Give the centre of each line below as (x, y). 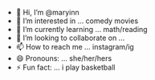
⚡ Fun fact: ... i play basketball (65, 67)
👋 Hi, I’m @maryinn (47, 12)
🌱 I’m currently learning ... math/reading (82, 29)
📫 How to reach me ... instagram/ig (75, 47)
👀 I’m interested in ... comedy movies (77, 21)
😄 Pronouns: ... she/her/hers (64, 58)
